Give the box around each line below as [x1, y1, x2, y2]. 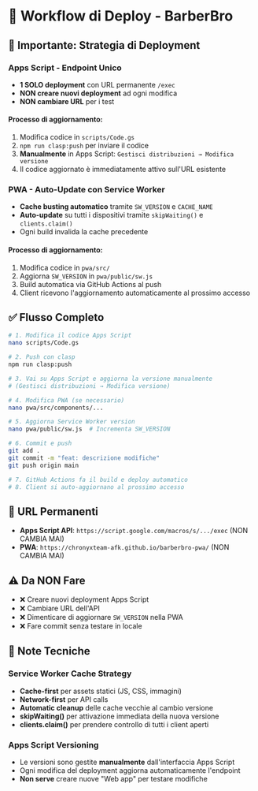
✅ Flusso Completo [8, 311, 105, 324]
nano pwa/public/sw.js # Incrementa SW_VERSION [8, 425, 171, 433]
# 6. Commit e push [8, 439, 72, 448]
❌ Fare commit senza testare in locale [19, 621, 143, 631]
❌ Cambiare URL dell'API [19, 603, 100, 614]
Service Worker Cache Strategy [8, 668, 132, 679]
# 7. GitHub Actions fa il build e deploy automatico [8, 476, 189, 483]
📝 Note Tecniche [8, 644, 90, 658]
